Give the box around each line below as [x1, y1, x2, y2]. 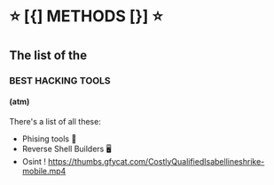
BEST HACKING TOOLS [9, 74, 111, 86]
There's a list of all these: [9, 116, 102, 126]
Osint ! [21, 156, 47, 166]
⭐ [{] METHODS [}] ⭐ [9, 6, 164, 27]
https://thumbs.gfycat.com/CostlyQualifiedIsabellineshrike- [48, 156, 265, 166]
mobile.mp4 [21, 165, 67, 176]
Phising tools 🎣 [21, 133, 77, 144]
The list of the [9, 47, 87, 62]
